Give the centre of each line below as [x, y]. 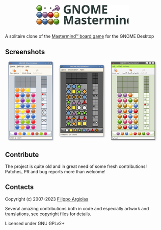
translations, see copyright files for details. [48, 214]
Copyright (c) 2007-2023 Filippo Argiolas [47, 199]
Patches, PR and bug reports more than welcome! [55, 172]
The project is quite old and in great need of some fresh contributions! [76, 166]
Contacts [20, 187]
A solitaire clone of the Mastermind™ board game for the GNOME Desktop [80, 36]
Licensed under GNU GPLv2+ [35, 223]
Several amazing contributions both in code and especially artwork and [77, 208]
